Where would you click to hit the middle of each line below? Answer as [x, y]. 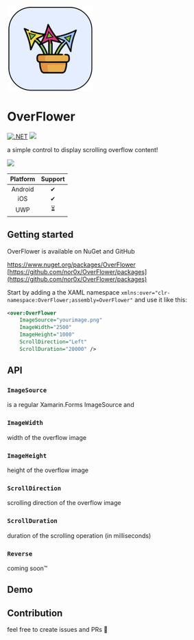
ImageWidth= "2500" [46, 328]
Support [53, 179]
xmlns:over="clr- [146, 293]
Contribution [35, 613]
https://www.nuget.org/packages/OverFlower [71, 264]
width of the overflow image [47, 437]
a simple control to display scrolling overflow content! [83, 149]
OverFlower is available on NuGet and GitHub [71, 251]
